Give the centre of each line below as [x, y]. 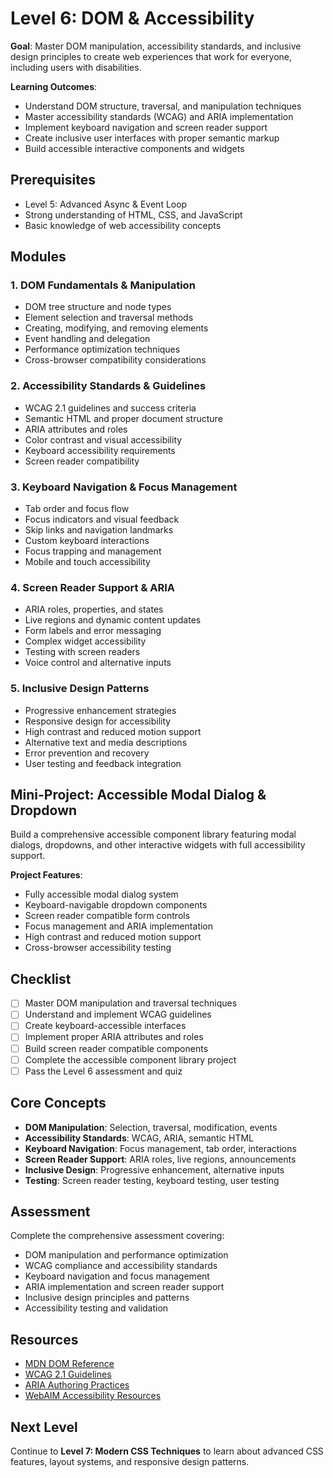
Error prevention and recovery [87, 753]
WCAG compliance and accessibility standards [121, 1266]
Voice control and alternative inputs [98, 663]
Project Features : [46, 875]
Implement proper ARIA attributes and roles [114, 1037]
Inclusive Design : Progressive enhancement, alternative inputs [154, 1169]
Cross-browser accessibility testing [98, 948]
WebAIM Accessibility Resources [93, 1396]
